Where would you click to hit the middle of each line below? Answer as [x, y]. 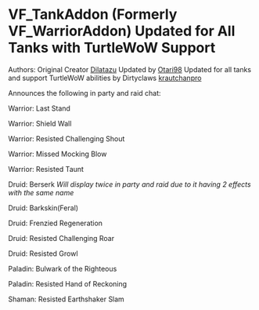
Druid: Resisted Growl [43, 253]
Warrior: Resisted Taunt [46, 169]
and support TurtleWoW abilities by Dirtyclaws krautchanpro [105, 78]
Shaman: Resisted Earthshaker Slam [67, 299]
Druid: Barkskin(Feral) [43, 208]
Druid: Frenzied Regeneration [56, 223]
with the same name [41, 192]
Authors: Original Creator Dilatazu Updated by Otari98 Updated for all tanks [130, 69]
